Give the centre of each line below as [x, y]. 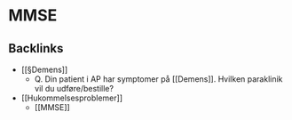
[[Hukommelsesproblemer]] [72, 98]
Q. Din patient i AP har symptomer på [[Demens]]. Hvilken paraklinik [158, 79]
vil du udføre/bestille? [74, 88]
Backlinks [36, 48]
